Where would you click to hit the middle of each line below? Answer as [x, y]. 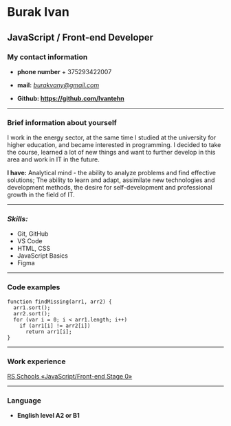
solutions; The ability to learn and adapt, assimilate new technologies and [111, 180]
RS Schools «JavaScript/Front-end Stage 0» [70, 377]
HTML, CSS [33, 249]
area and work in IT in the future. [53, 159]
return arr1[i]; [48, 332]
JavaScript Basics [43, 256]
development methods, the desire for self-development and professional [110, 188]
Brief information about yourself [62, 122]
